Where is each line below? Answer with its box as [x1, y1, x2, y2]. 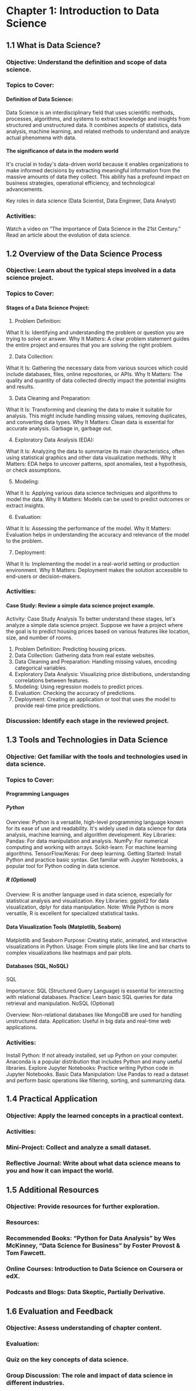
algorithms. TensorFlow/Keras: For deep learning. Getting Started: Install [6, 850, 182, 857]
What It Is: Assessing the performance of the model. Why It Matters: [6, 524, 171, 532]
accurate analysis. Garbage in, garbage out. [6, 425, 113, 432]
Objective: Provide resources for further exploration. [6, 1203, 160, 1211]
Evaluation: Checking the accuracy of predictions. [14, 689, 136, 696]
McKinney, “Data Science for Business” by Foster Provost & [6, 1242, 181, 1250]
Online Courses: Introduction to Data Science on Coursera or [6, 1265, 184, 1273]
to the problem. [6, 537, 44, 544]
